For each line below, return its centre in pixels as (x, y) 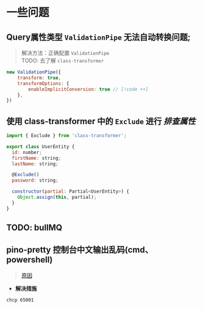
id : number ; (27, 152)
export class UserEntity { (41, 147)
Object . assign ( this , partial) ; (57, 197)
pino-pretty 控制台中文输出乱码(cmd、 (80, 250)
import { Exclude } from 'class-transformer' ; (66, 136)
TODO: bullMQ (34, 228)
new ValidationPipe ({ (34, 72)
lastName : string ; (35, 164)
